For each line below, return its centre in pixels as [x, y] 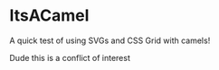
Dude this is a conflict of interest [70, 57]
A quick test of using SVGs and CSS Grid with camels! [110, 40]
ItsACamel [49, 16]
